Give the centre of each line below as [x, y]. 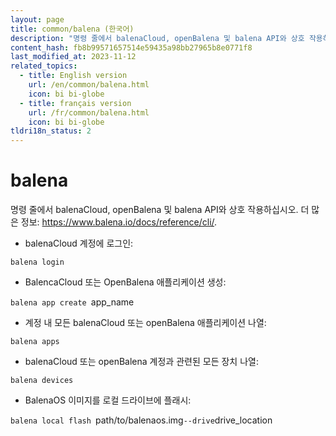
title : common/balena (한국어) [72, 29]
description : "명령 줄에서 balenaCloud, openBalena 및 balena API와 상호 [157, 38]
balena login [37, 262]
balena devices [42, 381]
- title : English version [73, 76]
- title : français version [75, 103]
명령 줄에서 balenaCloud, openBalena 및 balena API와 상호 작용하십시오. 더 [160, 210]
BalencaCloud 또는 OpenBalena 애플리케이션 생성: [125, 282]
